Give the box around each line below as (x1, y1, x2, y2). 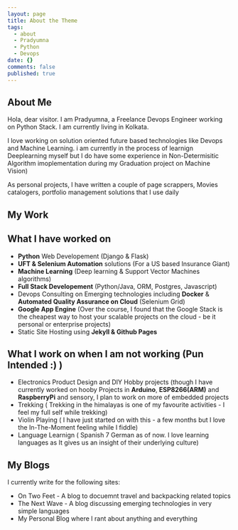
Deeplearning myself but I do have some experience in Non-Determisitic (7, 152, 219, 160)
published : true (7, 70, 55, 77)
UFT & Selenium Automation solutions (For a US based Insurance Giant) (17, 259, 230, 267)
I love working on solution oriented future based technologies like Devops (7, 137, 223, 145)
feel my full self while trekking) (17, 408, 108, 417)
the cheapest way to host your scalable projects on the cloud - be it (17, 312, 216, 321)
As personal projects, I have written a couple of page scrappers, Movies (7, 181, 218, 189)
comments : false (7, 63, 55, 70)
